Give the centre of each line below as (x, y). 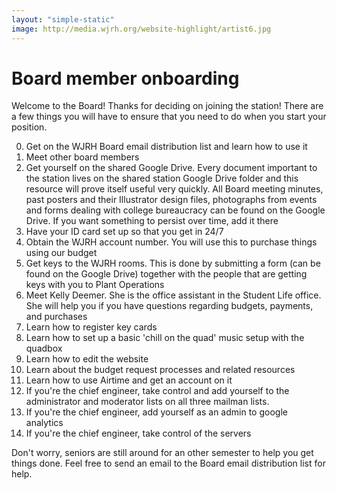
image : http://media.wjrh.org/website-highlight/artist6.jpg (141, 29)
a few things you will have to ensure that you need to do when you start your (169, 117)
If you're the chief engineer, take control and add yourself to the (157, 391)
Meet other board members (82, 157)
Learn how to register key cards (91, 327)
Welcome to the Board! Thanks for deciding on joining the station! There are (167, 106)
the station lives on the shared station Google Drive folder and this (162, 178)
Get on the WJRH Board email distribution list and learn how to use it (166, 147)
